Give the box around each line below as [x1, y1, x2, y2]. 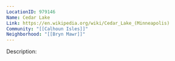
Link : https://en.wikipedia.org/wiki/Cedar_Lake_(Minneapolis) [6, 20, 170, 26]
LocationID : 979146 [6, 8, 56, 15]
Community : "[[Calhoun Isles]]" [6, 25, 88, 32]
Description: [6, 48, 37, 55]
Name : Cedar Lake [6, 14, 50, 21]
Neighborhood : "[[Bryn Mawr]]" [6, 31, 86, 37]
